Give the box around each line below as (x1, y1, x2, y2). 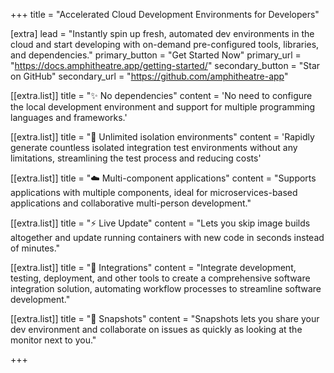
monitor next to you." (10, 334, 97, 346)
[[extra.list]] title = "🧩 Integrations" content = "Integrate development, (10, 262, 297, 273)
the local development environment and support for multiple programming (10, 101, 316, 113)
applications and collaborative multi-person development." (10, 197, 252, 209)
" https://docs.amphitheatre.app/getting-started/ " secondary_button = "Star (10, 60, 321, 71)
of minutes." (10, 242, 61, 254)
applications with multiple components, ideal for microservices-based (10, 187, 298, 198)
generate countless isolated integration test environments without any (10, 142, 298, 153)
